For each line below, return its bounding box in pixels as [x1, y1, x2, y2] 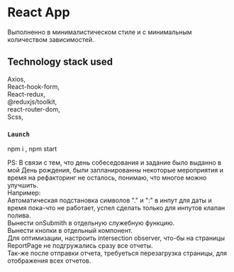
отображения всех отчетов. [7, 256, 91, 265]
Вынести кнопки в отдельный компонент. [7, 227, 133, 235]
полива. [7, 211, 31, 220]
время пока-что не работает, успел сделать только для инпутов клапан [7, 204, 225, 212]
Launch [7, 130, 30, 138]
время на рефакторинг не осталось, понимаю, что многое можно [7, 173, 207, 182]
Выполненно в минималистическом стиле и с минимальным [7, 28, 193, 36]
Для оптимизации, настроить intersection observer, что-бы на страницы [7, 234, 225, 242]
